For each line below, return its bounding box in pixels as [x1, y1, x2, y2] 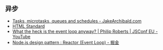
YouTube [12, 33, 31, 39]
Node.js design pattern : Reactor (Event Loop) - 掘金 [12, 39, 119, 45]
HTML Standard [12, 23, 45, 29]
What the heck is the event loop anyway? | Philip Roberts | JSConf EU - [12, 28, 158, 34]
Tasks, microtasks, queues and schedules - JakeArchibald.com [12, 18, 142, 24]
